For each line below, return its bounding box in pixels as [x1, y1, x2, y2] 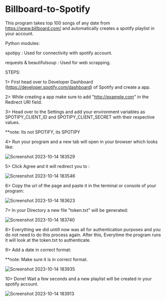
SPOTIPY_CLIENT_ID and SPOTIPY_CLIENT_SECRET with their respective [5, 114, 155, 120]
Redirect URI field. [5, 99, 42, 105]
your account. [5, 30, 34, 36]
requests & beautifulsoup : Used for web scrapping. [5, 59, 111, 65]
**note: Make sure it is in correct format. [5, 256, 88, 262]
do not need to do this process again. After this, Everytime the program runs [5, 232, 162, 238]
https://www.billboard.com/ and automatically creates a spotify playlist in [5, 25, 155, 31]
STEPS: [5, 69, 21, 75]
